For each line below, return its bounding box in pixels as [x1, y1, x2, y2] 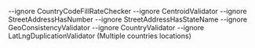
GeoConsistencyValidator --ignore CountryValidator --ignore [8, 23, 205, 32]
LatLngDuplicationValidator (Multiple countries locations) [8, 31, 192, 40]
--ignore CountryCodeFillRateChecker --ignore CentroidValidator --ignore [8, 7, 247, 15]
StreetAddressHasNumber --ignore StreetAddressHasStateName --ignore [8, 15, 248, 24]
